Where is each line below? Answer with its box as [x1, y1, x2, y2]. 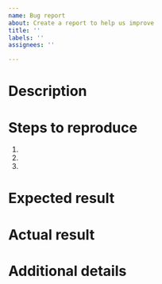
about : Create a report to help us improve [8, 19, 155, 27]
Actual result [8, 225, 95, 244]
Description [8, 83, 87, 100]
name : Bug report [8, 11, 66, 20]
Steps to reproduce [8, 118, 137, 136]
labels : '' [8, 33, 44, 42]
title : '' [8, 26, 41, 34]
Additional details [8, 262, 127, 280]
